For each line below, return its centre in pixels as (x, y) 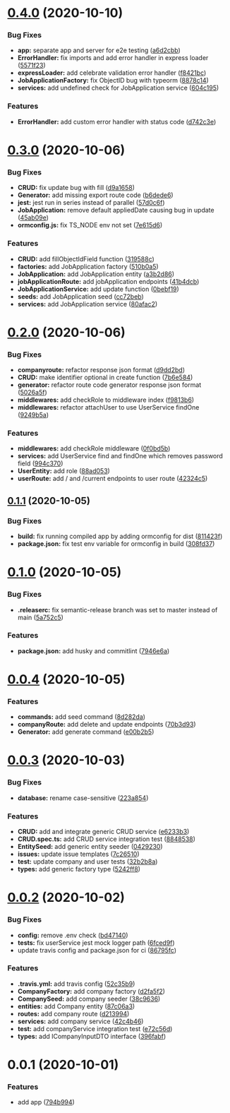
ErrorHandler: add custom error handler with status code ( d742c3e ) (117, 121)
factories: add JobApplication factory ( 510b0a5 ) (88, 266)
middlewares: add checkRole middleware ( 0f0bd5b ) (94, 448)
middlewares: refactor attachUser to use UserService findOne (108, 407)
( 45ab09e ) (33, 218)
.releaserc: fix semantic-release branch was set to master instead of (117, 609)
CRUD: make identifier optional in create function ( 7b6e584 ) (105, 377)
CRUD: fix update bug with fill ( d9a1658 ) (76, 188)
